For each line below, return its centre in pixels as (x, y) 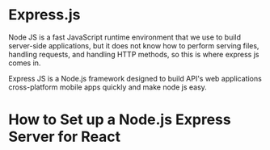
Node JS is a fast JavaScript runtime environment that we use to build (124, 37)
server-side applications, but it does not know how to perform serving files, (134, 45)
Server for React (65, 137)
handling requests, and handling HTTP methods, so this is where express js (134, 54)
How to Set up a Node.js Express (120, 120)
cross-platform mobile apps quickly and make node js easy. (108, 87)
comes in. (25, 63)
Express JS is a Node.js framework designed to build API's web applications (135, 78)
